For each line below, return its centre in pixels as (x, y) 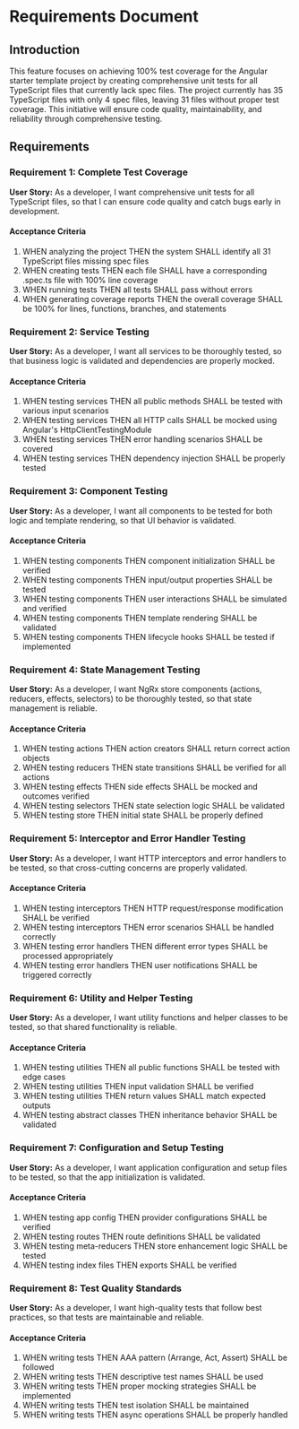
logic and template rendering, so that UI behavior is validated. (123, 520)
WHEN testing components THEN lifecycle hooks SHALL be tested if (148, 637)
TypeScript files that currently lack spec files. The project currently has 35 (146, 90)
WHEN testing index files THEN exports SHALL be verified (129, 1265)
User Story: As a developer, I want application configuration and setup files (149, 1167)
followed (38, 1367)
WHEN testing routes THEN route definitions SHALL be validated (141, 1236)
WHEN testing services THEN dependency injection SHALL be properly (154, 458)
